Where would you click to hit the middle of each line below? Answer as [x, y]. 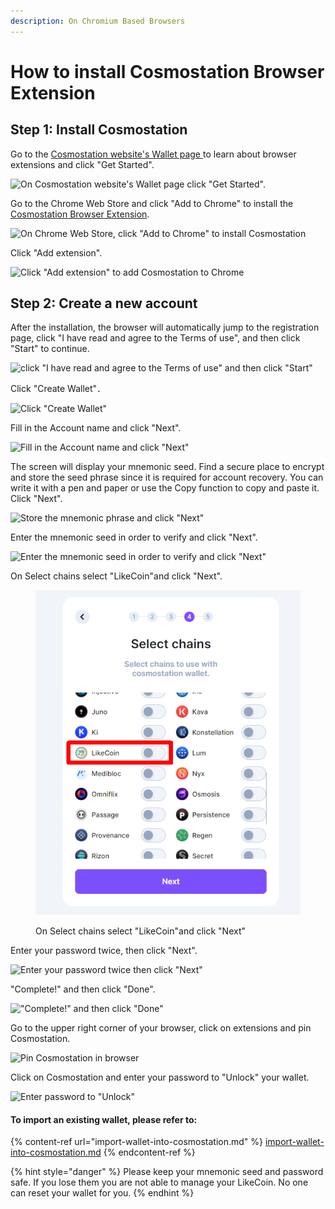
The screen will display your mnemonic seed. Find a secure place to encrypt [167, 467]
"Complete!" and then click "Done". [83, 989]
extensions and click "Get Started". [82, 164]
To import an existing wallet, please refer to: [104, 1119]
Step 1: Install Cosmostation [99, 130]
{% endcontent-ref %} [149, 1152]
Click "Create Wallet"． [58, 389]
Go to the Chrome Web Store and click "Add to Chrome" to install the [152, 203]
